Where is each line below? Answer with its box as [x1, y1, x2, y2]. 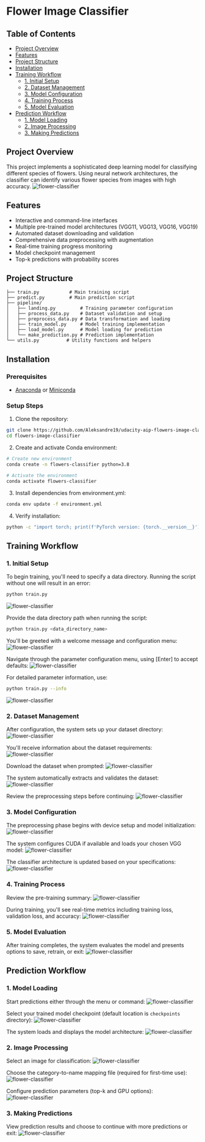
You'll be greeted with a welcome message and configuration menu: [6, 637, 178, 644]
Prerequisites [6, 372, 47, 381]
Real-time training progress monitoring [15, 243, 113, 250]
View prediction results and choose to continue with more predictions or [6, 1123, 188, 1130]
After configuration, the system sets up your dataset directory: [6, 726, 164, 733]
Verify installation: [15, 512, 61, 519]
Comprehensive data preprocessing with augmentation [15, 236, 154, 243]
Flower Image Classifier [6, 4, 129, 18]
